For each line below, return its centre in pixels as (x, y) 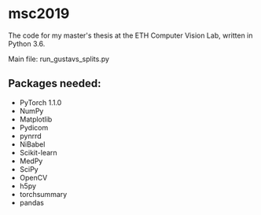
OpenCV (33, 177)
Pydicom (34, 127)
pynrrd (30, 136)
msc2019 (39, 14)
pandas (32, 202)
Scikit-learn (38, 152)
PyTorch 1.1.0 (40, 102)
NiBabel (32, 144)
